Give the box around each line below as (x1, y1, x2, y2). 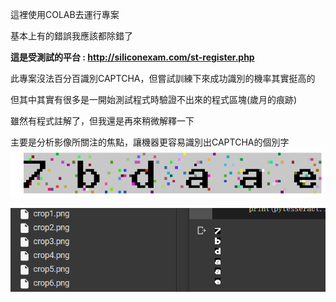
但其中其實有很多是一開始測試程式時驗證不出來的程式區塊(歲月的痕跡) (10, 94, 298, 105)
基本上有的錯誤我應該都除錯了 (10, 30, 133, 42)
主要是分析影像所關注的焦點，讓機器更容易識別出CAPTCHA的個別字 (10, 136, 290, 148)
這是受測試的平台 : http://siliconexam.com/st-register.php (10, 51, 255, 63)
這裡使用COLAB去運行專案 (10, 9, 120, 20)
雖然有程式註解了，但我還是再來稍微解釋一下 (10, 115, 195, 127)
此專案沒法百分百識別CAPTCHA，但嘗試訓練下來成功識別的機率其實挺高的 (10, 73, 316, 84)
